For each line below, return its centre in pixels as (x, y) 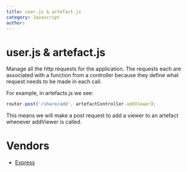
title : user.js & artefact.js (44, 12)
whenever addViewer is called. (44, 122)
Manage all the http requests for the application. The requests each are (94, 69)
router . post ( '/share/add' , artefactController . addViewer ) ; (81, 104)
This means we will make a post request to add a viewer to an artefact (92, 116)
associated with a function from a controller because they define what (93, 75)
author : (16, 23)
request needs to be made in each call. (54, 82)
